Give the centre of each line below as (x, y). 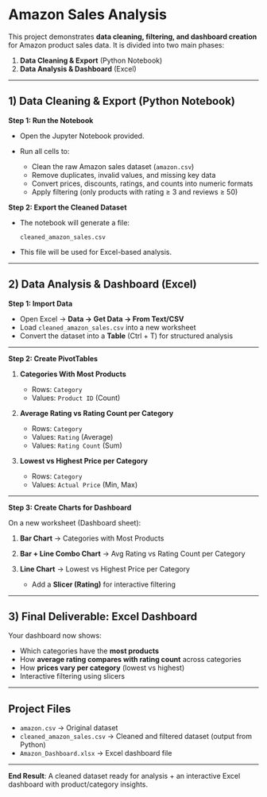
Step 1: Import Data (41, 303)
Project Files (40, 708)
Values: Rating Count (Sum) (77, 445)
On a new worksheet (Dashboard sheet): (75, 522)
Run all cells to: (44, 151)
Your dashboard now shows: (55, 636)
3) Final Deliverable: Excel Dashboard (103, 616)
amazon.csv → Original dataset (69, 728)
